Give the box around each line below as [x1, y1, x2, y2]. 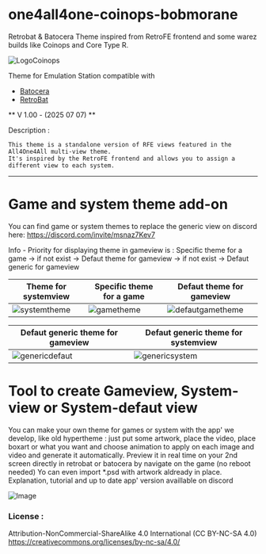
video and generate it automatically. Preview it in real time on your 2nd [8, 450, 238, 460]
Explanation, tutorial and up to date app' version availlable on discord [8, 476, 234, 485]
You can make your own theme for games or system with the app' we [8, 425, 235, 434]
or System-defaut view [43, 399, 198, 417]
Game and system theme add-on [8, 196, 228, 213]
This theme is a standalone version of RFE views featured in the [8, 140, 232, 148]
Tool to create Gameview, [8, 382, 178, 400]
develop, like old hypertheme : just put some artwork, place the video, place [8, 434, 256, 443]
